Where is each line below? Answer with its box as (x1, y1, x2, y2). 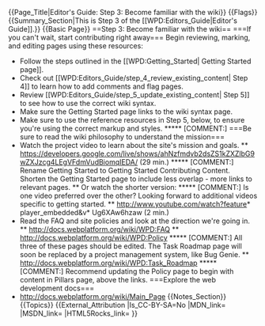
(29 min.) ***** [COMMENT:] (139, 157, 234, 166)
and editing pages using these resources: (8, 41, 144, 51)
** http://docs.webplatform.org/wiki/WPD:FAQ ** (19, 225, 180, 233)
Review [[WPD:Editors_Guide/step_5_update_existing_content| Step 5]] (19, 90, 250, 99)
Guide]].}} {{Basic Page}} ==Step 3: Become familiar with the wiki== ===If (8, 25, 252, 33)
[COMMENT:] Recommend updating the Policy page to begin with (19, 267, 234, 276)
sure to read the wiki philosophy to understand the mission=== (19, 132, 225, 142)
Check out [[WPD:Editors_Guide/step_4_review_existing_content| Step (19, 74, 248, 82)
